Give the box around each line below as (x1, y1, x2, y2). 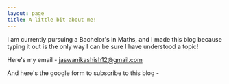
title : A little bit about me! (7, 16, 97, 23)
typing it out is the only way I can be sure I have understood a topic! (7, 42, 199, 51)
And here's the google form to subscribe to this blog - (7, 69, 160, 77)
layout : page (7, 10, 45, 17)
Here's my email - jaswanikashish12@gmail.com (7, 55, 143, 64)
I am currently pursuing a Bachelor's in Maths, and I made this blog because (7, 35, 223, 43)
